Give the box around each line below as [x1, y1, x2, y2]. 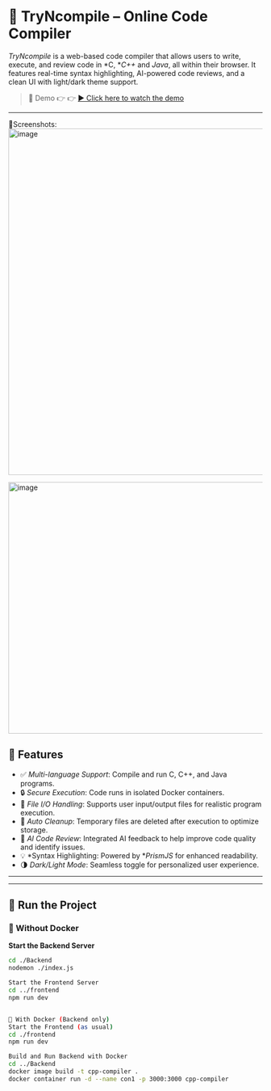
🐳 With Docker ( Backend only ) [8, 1015, 110, 1023]
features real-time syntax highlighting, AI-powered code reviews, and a [8, 68, 245, 78]
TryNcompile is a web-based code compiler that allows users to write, [8, 51, 242, 61]
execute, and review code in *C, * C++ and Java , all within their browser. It [8, 60, 256, 70]
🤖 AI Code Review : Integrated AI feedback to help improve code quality [19, 833, 256, 843]
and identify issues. [19, 842, 85, 852]
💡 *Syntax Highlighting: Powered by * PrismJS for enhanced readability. [19, 850, 258, 860]
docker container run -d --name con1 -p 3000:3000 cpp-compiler [8, 1075, 229, 1083]
